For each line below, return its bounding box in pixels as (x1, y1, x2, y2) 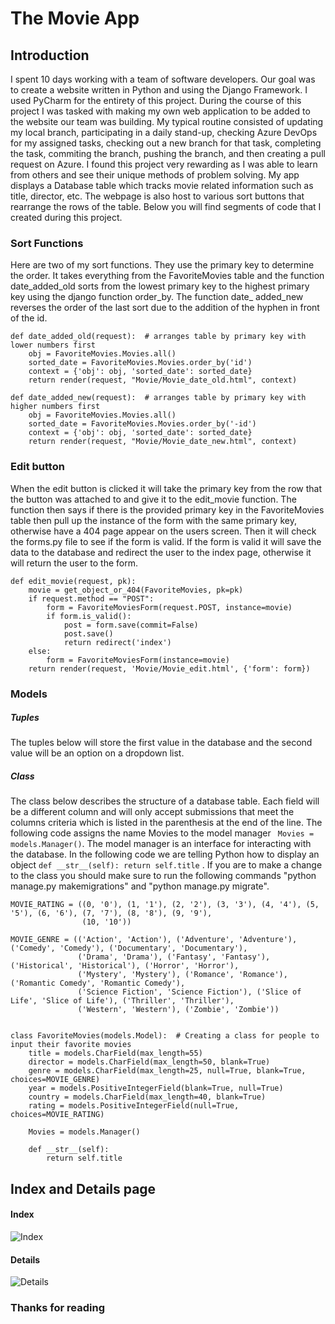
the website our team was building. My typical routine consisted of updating (10, 116, 324, 127)
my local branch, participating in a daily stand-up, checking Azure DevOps (10, 127, 318, 138)
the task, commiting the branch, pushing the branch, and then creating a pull (10, 148, 326, 159)
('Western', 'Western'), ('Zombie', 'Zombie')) (77, 1005, 280, 1015)
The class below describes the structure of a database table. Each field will (10, 795, 320, 807)
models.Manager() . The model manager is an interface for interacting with (10, 838, 312, 850)
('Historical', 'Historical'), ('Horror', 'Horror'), (10, 961, 240, 971)
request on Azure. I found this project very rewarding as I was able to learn (10, 158, 318, 170)
